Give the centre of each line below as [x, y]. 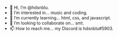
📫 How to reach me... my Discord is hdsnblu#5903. [61, 28]
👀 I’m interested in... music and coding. [49, 13]
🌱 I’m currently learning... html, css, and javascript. [60, 18]
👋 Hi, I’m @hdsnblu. [29, 8]
